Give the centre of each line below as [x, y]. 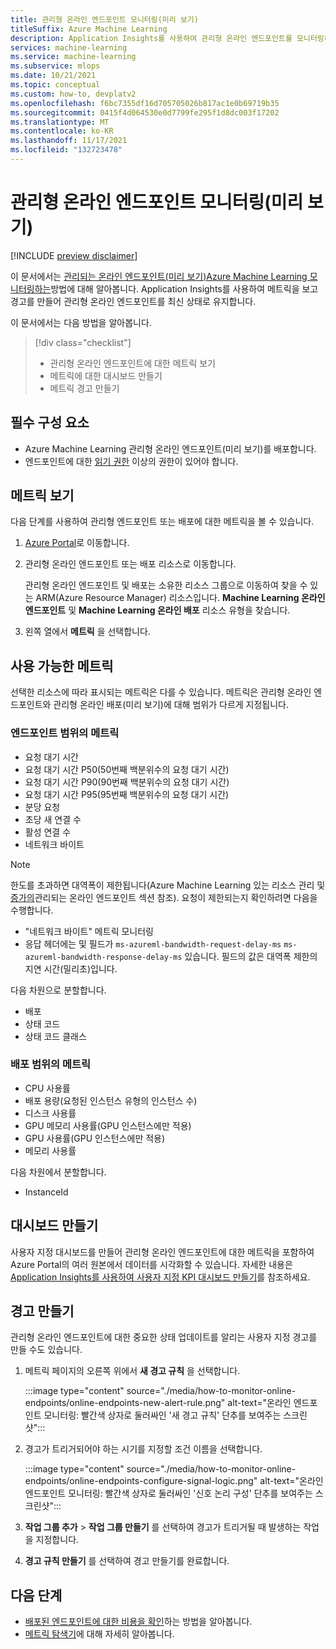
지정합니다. [57, 1540]
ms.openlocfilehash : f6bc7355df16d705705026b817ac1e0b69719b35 [145, 103]
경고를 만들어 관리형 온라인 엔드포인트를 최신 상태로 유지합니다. [133, 301]
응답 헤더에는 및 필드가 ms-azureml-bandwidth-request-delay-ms [153, 943]
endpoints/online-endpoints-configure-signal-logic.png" [141, 1481]
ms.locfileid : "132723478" [66, 150]
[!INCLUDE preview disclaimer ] [74, 255]
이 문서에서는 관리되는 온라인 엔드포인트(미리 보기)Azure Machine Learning [159, 276]
